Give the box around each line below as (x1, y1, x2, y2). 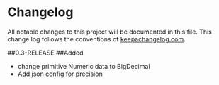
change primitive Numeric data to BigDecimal (17, 62, 150, 70)
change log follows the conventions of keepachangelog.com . (7, 34, 186, 43)
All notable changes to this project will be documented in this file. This (7, 27, 213, 36)
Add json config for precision (17, 70, 103, 78)
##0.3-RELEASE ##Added (7, 48, 84, 57)
